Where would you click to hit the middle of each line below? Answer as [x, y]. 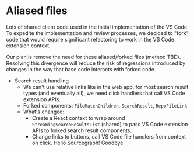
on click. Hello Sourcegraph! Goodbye [77, 143]
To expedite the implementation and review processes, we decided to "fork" [97, 33]
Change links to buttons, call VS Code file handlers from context [109, 136]
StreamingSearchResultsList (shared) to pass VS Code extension [110, 124]
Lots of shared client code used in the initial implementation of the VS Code [97, 27]
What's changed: [44, 112]
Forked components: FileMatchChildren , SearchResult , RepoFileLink [105, 105]
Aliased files [37, 11]
